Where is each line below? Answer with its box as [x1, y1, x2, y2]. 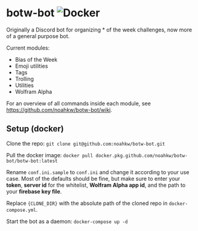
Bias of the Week [14, 56, 58, 63]
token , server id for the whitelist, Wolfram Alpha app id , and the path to [6, 181, 186, 189]
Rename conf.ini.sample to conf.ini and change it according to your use [6, 168, 190, 175]
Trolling [14, 75, 34, 82]
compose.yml [6, 207, 36, 213]
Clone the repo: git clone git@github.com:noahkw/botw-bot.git [6, 140, 165, 147]
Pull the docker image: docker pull [6, 151, 94, 158]
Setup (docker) [6, 124, 65, 134]
